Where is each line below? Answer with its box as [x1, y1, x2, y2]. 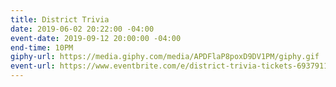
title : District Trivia [10, 14, 110, 25]
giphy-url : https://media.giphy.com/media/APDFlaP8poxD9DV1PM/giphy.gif [10, 52, 320, 62]
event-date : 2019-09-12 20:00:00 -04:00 [10, 33, 182, 43]
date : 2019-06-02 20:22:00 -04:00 [10, 24, 155, 34]
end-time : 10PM [10, 42, 74, 53]
